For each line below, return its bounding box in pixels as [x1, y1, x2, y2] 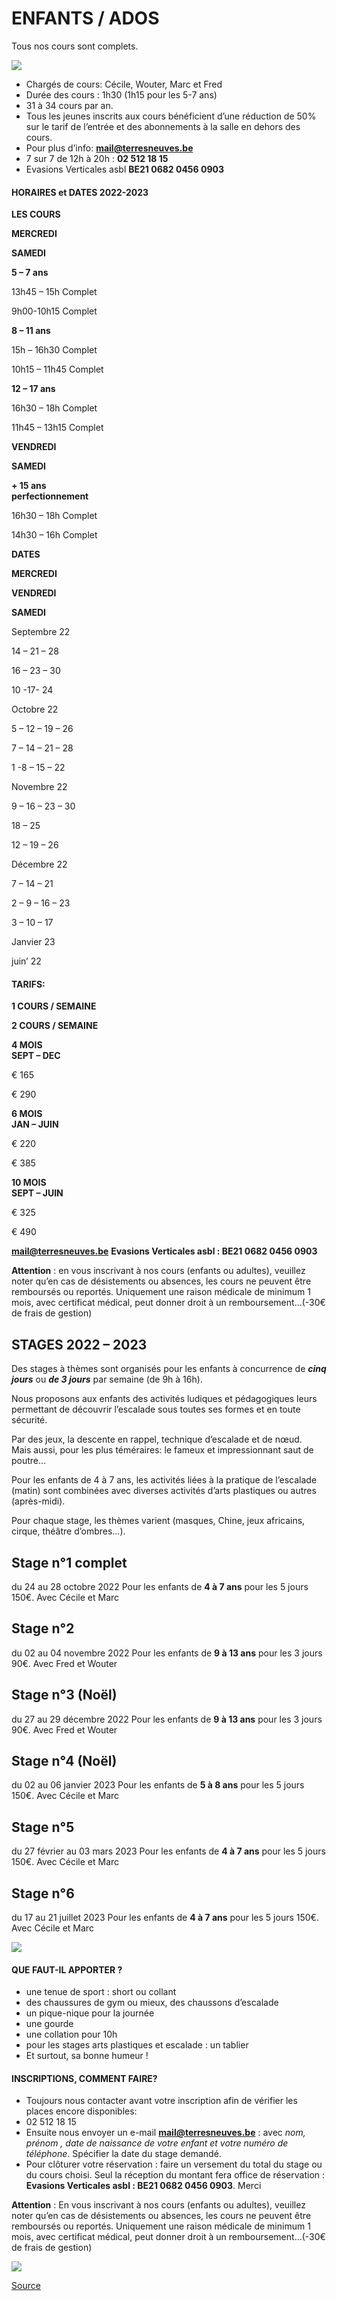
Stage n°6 [11, 1885, 75, 1902]
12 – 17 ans [11, 383, 56, 395]
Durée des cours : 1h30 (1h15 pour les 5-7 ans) [25, 88, 218, 101]
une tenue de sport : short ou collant [25, 1986, 177, 1998]
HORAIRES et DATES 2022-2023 [11, 186, 149, 198]
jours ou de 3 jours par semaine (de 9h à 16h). [11, 1373, 203, 1386]
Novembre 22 [11, 781, 68, 793]
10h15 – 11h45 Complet [11, 363, 104, 376]
